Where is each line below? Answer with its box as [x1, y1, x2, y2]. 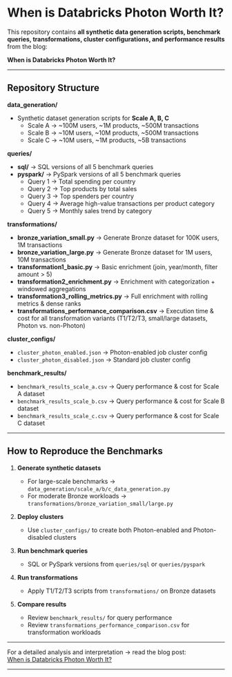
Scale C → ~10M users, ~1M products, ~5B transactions [27, 136, 186, 144]
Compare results [17, 600, 67, 608]
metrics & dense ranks [17, 299, 81, 308]
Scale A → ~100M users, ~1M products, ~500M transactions [27, 121, 199, 129]
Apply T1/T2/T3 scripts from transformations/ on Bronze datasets [27, 587, 216, 595]
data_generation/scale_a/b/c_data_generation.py [27, 485, 171, 493]
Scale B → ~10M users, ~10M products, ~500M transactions [27, 128, 199, 137]
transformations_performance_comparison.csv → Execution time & [17, 306, 214, 315]
